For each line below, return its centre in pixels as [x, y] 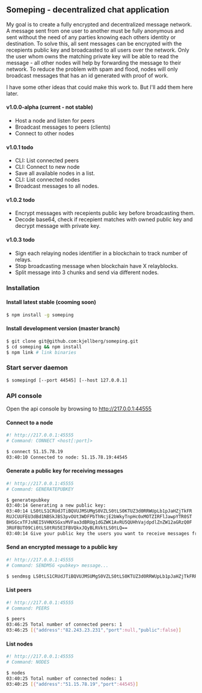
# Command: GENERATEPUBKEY [40, 489]
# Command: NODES [28, 662]
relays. [23, 259]
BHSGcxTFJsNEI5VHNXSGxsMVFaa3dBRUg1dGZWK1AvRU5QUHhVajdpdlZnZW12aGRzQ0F [99, 522]
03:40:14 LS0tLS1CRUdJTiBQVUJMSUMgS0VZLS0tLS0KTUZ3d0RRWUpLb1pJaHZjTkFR [99, 511]
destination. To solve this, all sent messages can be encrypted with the [94, 43]
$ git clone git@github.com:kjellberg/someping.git [72, 341]
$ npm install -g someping [40, 315]
